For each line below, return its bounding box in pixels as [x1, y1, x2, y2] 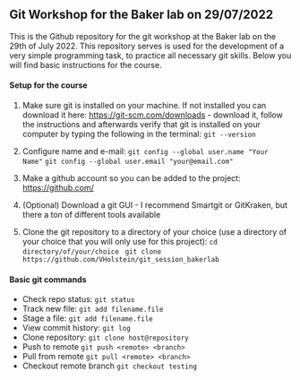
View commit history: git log [21, 323, 132, 333]
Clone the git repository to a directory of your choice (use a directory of [21, 227, 287, 237]
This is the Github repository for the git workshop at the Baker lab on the [9, 30, 276, 41]
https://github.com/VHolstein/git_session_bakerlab [21, 255, 219, 264]
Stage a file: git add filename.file [21, 313, 154, 324]
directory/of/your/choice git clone [21, 247, 162, 256]
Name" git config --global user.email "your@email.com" [21, 157, 234, 167]
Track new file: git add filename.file [21, 304, 164, 315]
